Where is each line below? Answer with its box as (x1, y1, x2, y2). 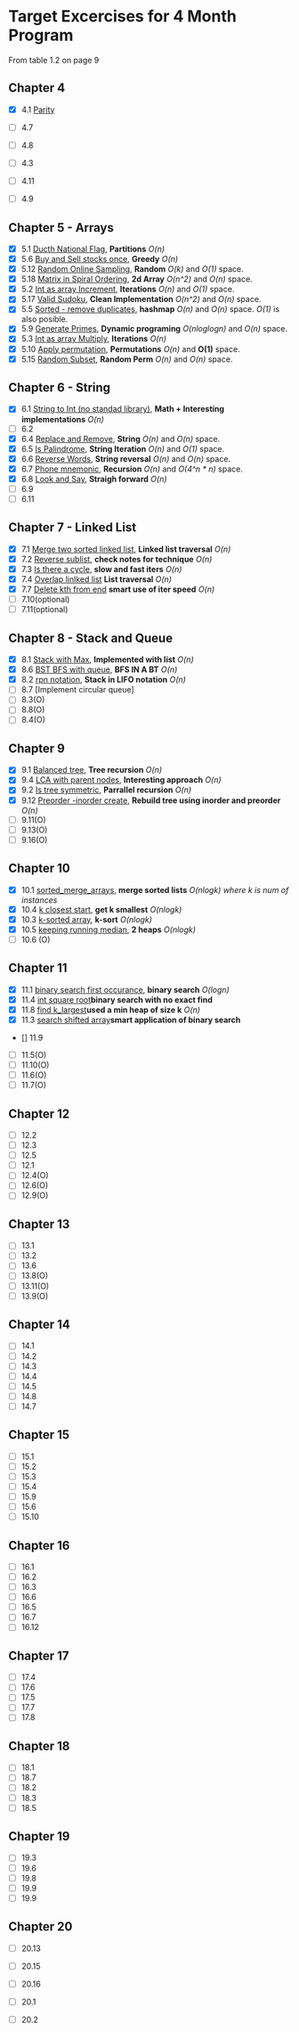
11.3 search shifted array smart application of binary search (20, 1014, 241, 1025)
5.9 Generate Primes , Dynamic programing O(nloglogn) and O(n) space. (20, 324, 288, 334)
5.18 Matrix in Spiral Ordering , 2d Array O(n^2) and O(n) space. (20, 274, 253, 284)
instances (20, 894, 58, 905)
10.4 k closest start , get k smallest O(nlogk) (20, 904, 182, 914)
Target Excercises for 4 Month (8, 6, 237, 27)
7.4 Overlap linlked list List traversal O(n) (20, 574, 173, 585)
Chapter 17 (8, 1648, 69, 1663)
